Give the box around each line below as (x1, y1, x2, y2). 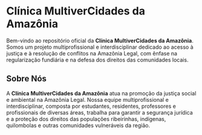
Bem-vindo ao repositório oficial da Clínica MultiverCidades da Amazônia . (6, 37, 194, 44)
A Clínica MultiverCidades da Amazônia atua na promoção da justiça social (6, 89, 197, 97)
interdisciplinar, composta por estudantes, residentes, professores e (6, 102, 177, 110)
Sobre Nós (6, 74, 47, 84)
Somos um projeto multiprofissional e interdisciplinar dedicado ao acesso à (6, 43, 194, 51)
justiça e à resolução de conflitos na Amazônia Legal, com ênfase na (6, 49, 177, 57)
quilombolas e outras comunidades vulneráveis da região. (6, 122, 150, 129)
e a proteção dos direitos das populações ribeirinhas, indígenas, (6, 115, 166, 122)
